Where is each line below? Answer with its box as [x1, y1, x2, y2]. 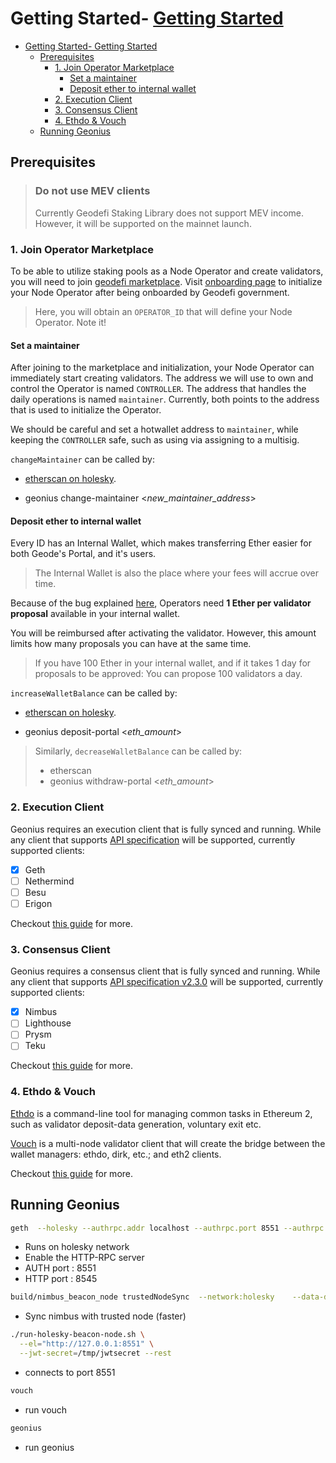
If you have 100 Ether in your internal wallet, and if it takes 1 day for [34, 657, 312, 669]
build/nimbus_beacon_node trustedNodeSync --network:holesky [10, 1292, 275, 1302]
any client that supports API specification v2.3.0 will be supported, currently [10, 976, 324, 988]
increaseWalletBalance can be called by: [10, 687, 178, 699]
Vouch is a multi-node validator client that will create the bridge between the [10, 1137, 326, 1149]
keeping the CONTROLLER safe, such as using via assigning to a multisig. [10, 434, 300, 446]
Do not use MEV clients [34, 184, 151, 198]
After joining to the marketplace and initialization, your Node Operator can [10, 362, 315, 374]
